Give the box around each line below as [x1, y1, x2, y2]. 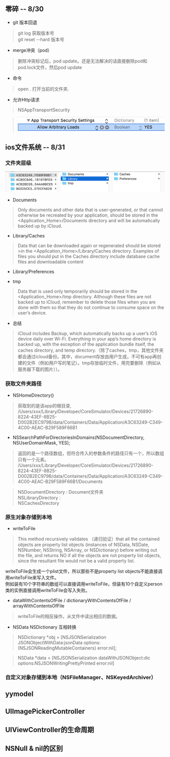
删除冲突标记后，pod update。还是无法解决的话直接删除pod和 [17, 58, 148, 64]
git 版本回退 [12, 19, 37, 25]
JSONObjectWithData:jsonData [17, 639, 82, 645]
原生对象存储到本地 [5, 513, 52, 521]
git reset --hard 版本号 [17, 36, 65, 42]
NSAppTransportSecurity [17, 107, 70, 113]
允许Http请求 [12, 96, 40, 102]
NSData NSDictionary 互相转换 [12, 624, 77, 630]
